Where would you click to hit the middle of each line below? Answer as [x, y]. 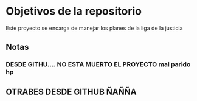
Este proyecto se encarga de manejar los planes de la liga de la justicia [94, 28]
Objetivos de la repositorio [74, 11]
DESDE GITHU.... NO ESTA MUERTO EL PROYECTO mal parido [98, 64]
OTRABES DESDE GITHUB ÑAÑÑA [71, 92]
